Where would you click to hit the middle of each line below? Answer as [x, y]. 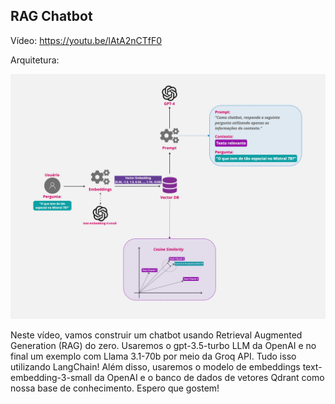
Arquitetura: [35, 60]
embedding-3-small [51, 377]
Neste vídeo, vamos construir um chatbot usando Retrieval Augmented [156, 335]
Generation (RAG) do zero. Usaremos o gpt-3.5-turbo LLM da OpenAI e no [163, 345]
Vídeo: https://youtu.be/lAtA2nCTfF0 [86, 40]
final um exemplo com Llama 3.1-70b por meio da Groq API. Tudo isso [153, 356]
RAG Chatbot [51, 16]
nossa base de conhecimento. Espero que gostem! [115, 388]
